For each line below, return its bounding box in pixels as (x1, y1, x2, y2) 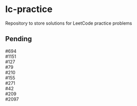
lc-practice (5, 4, 53, 15)
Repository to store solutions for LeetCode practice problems (5, 20, 132, 26)
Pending (5, 35, 32, 43)
